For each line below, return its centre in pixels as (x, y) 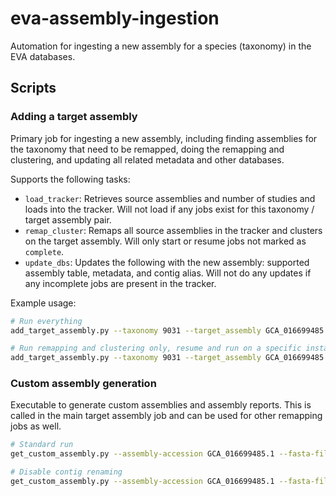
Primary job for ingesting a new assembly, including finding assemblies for (164, 138)
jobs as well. (36, 426)
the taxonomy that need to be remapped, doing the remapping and (147, 149)
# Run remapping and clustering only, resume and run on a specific (156, 348)
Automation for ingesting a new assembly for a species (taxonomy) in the (161, 46)
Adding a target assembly (74, 117)
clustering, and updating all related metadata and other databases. (147, 159)
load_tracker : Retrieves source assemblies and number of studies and (170, 198)
